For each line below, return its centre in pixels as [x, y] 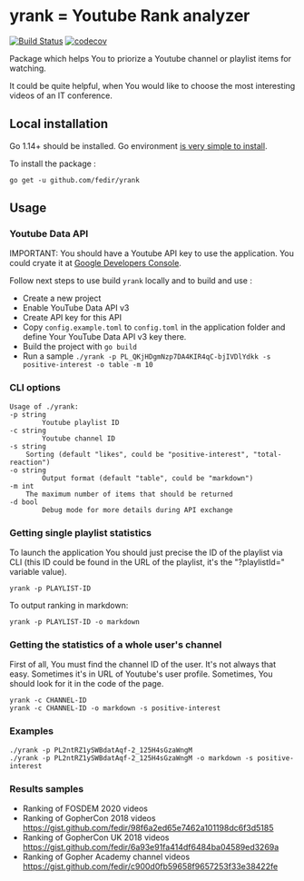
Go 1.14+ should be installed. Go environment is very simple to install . [138, 145]
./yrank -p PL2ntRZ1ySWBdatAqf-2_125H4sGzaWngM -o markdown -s [132, 758]
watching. [28, 68]
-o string [28, 470]
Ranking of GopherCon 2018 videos [89, 817]
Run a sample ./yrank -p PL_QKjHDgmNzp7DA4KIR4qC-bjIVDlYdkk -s [147, 356]
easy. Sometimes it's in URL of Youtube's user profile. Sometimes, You [142, 674]
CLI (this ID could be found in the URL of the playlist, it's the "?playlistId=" [147, 562]
